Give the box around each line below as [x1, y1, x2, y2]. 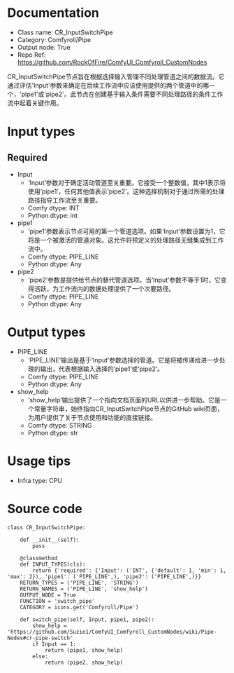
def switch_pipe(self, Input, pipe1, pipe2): [20, 616, 155, 623]
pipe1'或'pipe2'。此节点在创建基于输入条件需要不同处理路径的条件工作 [21, 90, 224, 98]
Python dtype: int [27, 211, 78, 219]
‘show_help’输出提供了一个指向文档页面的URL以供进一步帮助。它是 [27, 395, 221, 404]
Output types [7, 325, 86, 341]
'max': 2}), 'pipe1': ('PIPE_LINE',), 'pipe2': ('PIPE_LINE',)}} [7, 573, 201, 580]
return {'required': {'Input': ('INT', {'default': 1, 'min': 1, [32, 566, 227, 574]
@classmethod [20, 555, 58, 562]
